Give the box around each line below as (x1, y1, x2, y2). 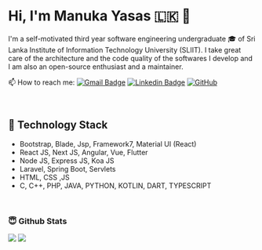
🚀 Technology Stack (8, 118, 108, 132)
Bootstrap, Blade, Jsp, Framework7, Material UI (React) (19, 139, 197, 148)
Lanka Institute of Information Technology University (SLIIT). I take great (8, 45, 242, 54)
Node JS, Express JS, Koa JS (19, 156, 115, 165)
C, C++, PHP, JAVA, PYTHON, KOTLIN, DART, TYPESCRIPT (19, 180, 212, 190)
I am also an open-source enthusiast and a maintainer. (8, 62, 184, 71)
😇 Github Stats (8, 216, 67, 226)
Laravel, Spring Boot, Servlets (19, 164, 116, 173)
